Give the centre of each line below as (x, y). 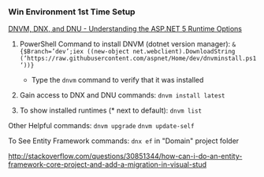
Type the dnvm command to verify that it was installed (117, 80)
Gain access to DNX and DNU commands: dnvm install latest (123, 95)
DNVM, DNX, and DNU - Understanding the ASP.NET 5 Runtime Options (125, 29)
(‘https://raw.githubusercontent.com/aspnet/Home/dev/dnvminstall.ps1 (138, 59)
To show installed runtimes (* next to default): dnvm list (111, 111)
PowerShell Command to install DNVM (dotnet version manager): (125, 44)
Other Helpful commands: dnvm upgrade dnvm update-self (101, 126)
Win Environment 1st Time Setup (72, 12)
